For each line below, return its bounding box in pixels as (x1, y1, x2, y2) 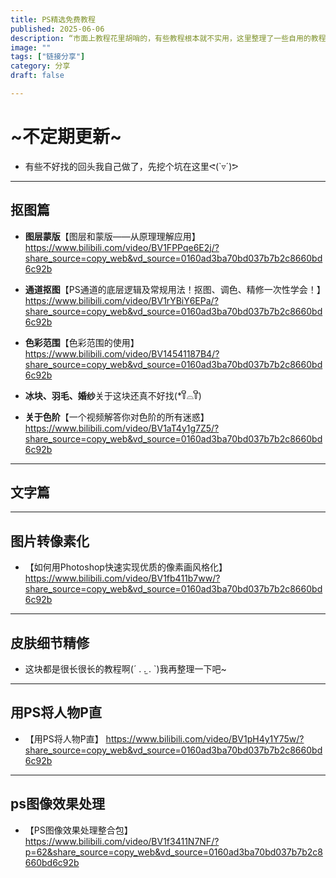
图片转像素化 (10, 532, 90, 550)
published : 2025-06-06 (10, 24, 105, 34)
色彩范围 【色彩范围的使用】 (24, 336, 140, 348)
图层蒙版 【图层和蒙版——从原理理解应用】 (24, 230, 201, 242)
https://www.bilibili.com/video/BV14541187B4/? (24, 347, 220, 360)
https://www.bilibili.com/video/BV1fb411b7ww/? (24, 572, 221, 585)
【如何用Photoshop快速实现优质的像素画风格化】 (24, 561, 228, 573)
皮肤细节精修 (10, 634, 90, 651)
